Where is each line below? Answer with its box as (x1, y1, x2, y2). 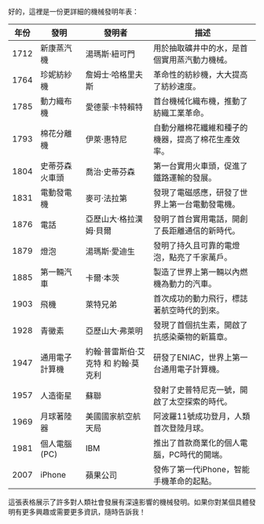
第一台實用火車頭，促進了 (152, 160, 248, 171)
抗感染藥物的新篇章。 (152, 332, 233, 342)
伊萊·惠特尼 (85, 134, 128, 145)
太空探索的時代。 (168, 396, 233, 407)
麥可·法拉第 (85, 193, 128, 203)
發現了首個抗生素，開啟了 (152, 320, 248, 330)
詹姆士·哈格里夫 (85, 69, 144, 80)
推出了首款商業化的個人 (152, 438, 240, 448)
